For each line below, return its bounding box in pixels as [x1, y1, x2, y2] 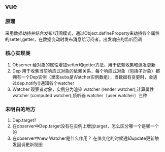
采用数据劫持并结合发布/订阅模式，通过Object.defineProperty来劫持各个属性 [5, 30, 160, 36]
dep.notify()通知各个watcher [16, 80, 75, 86]
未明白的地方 [5, 106, 36, 113]
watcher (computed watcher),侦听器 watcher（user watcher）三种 [12, 92, 148, 98]
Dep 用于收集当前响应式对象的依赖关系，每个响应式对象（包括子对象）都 [12, 68, 160, 74]
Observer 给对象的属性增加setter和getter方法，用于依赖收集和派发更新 [12, 62, 156, 68]
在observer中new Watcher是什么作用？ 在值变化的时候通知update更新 [12, 135, 155, 141]
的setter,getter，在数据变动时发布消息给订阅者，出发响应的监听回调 [5, 36, 142, 42]
